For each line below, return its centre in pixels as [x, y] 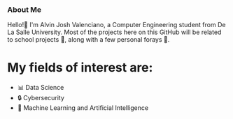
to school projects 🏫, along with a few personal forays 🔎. [89, 40]
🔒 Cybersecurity [41, 98]
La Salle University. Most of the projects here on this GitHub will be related [114, 32]
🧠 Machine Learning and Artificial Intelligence [83, 108]
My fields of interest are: [80, 68]
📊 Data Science [41, 88]
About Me [24, 10]
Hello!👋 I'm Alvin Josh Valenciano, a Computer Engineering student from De [116, 25]
